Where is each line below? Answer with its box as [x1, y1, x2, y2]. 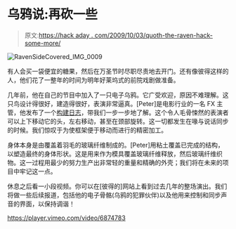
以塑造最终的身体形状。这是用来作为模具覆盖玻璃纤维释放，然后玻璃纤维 [7, 149, 216, 158]
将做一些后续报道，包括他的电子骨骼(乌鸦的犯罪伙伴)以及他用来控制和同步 [7, 190, 221, 199]
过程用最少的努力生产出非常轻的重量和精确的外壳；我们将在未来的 [31, 158, 223, 166]
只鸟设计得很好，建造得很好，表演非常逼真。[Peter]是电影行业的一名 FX [7, 99, 216, 107]
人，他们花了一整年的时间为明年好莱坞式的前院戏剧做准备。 [7, 75, 180, 84]
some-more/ [24, 39, 61, 47]
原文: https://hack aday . [24, 31, 93, 39]
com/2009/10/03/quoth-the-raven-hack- [94, 31, 213, 39]
